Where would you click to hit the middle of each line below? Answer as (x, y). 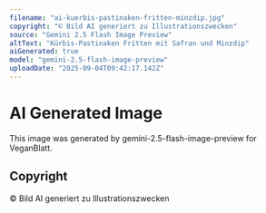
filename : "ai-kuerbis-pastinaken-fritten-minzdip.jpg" (117, 18)
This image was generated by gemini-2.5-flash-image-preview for (133, 138)
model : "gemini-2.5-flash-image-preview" (89, 60)
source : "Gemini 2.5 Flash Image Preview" (91, 34)
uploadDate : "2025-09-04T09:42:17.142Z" (87, 69)
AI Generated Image (86, 113)
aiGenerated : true (44, 52)
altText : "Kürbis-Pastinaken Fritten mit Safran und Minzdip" (129, 43)
